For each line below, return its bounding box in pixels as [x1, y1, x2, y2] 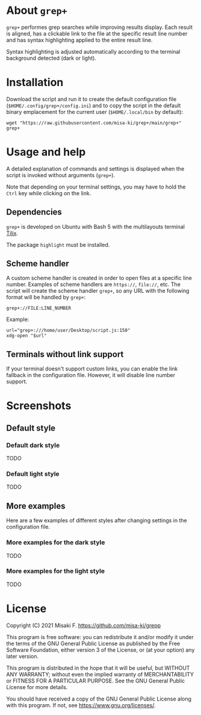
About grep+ [6, 4, 67, 17]
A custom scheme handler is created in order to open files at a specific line [6, 275, 193, 282]
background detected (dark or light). [6, 54, 96, 61]
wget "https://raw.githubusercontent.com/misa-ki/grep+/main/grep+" [6, 120, 182, 126]
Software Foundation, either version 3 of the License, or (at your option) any [6, 646, 195, 654]
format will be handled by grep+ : [6, 293, 86, 301]
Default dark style [6, 441, 60, 449]
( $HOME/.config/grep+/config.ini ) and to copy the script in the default [6, 102, 181, 109]
